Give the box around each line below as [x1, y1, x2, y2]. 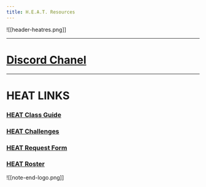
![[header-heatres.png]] [6, 26, 66, 33]
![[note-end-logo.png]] [6, 174, 64, 181]
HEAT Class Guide [6, 110, 61, 119]
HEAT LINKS [6, 88, 70, 102]
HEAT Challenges [6, 127, 59, 135]
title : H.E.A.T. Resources [6, 9, 75, 15]
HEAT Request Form [6, 143, 67, 152]
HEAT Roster [6, 160, 45, 169]
